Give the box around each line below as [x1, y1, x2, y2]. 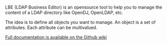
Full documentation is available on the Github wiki [5, 34, 107, 40]
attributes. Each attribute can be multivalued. [5, 24, 98, 30]
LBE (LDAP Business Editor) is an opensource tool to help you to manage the [5, 4, 163, 10]
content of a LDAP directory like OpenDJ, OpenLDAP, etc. [5, 9, 124, 15]
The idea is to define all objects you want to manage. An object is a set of [5, 19, 156, 25]
